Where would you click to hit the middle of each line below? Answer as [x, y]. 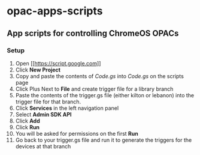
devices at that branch [43, 146]
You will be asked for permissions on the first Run [77, 133]
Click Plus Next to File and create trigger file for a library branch [94, 89]
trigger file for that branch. [48, 102]
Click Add [28, 121]
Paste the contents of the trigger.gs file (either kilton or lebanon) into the [105, 95]
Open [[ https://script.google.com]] [58, 63]
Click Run [28, 127]
